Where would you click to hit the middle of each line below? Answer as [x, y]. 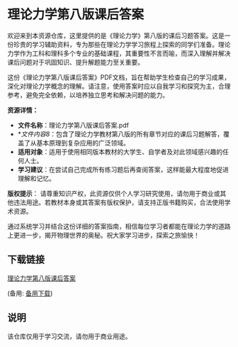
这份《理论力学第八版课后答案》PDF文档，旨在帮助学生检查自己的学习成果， [119, 77]
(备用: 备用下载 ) [30, 293]
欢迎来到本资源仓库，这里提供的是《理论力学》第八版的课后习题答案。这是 [116, 35]
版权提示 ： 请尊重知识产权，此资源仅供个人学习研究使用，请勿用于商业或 [114, 193]
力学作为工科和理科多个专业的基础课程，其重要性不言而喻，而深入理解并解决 [119, 53]
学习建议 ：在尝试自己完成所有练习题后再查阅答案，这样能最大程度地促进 [123, 169]
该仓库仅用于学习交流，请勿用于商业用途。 [69, 336]
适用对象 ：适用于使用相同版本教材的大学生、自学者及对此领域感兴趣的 [120, 152]
